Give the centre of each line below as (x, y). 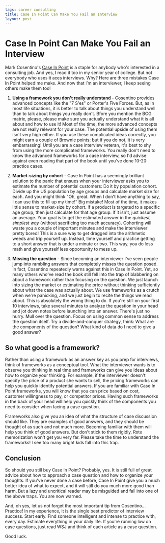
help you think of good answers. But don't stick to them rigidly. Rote (74, 432)
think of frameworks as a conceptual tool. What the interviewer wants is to (80, 365)
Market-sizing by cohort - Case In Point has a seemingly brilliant (78, 176)
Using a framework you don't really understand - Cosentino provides (83, 98)
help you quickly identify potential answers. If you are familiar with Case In (80, 386)
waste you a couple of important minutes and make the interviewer (80, 228)
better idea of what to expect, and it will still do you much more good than (80, 485)
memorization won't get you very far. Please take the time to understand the (82, 437)
